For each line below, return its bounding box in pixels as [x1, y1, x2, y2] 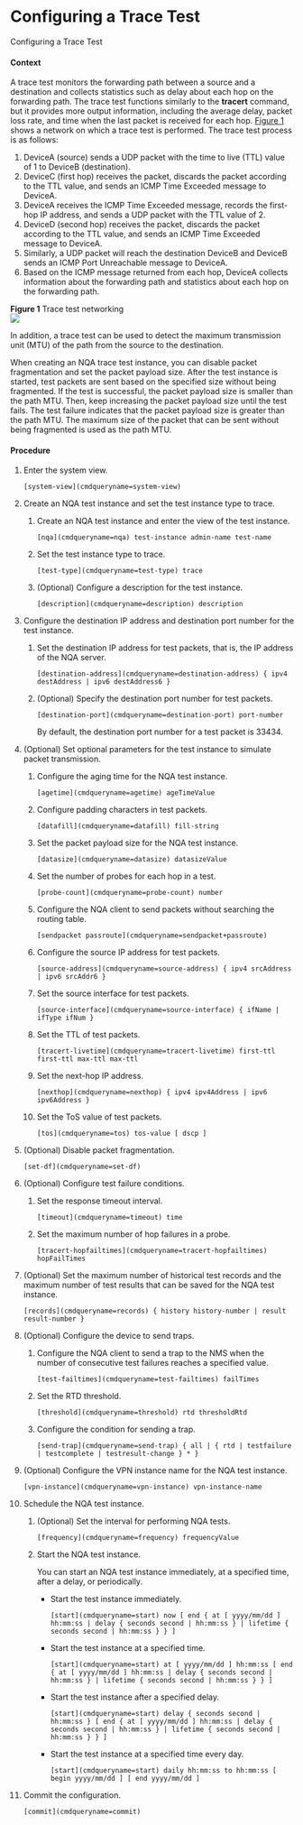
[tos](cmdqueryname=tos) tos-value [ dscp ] [36, 1129, 207, 1138]
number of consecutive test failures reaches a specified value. [36, 1358, 269, 1369]
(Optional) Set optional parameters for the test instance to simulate [23, 744, 271, 755]
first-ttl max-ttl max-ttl [36, 1055, 139, 1064]
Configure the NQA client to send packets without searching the [36, 904, 275, 915]
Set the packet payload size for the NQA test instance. [36, 837, 239, 849]
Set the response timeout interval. [36, 1195, 163, 1206]
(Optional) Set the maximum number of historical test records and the [23, 1270, 282, 1281]
